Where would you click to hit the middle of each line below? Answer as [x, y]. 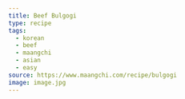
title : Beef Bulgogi [43, 16]
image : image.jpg [37, 82]
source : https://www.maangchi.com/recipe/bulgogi [93, 75]
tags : [17, 30]
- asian [28, 61]
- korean [30, 38]
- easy [26, 68]
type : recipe [30, 23]
